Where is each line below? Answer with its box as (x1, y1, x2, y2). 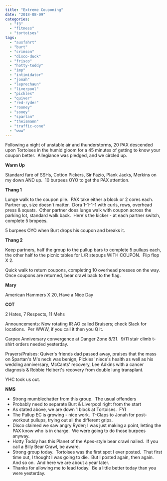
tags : (5, 35, 16, 40)
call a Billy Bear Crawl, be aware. (12, 443, 80, 450)
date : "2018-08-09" (5, 12, 46, 17)
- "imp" (9, 68, 26, 73)
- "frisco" (9, 58, 32, 63)
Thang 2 (5, 237, 23, 243)
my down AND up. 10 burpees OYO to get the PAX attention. (5, 177, 130, 183)
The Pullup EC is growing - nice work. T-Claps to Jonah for (12, 412, 135, 418)
